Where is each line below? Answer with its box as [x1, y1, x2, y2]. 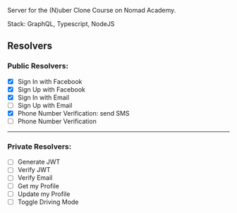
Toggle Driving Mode [17, 197, 79, 206]
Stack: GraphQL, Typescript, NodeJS [7, 20, 115, 28]
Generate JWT [17, 158, 61, 166]
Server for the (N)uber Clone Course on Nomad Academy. [7, 6, 176, 14]
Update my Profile [17, 190, 71, 198]
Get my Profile [17, 181, 60, 190]
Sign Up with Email [17, 101, 73, 109]
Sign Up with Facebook [17, 85, 86, 94]
